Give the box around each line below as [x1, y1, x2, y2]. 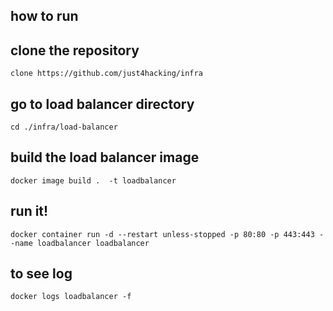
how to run [10, 8, 79, 25]
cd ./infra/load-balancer [10, 122, 118, 133]
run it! [10, 203, 49, 220]
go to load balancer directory [10, 95, 195, 113]
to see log [10, 265, 73, 283]
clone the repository [10, 42, 140, 59]
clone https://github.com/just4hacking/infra [10, 69, 203, 79]
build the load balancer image [10, 149, 200, 166]
